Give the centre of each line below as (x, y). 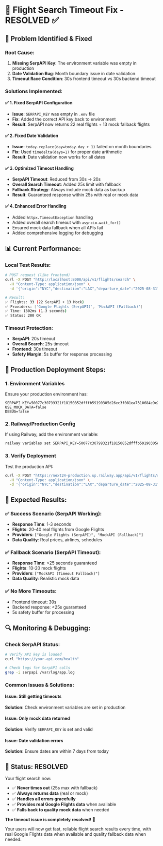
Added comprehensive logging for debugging (57, 233)
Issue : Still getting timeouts (33, 696)
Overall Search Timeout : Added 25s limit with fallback (66, 184)
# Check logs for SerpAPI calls (38, 668)
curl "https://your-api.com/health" (42, 659)
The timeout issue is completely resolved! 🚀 (50, 820)
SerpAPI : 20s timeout (34, 339)
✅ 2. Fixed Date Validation (32, 136)
